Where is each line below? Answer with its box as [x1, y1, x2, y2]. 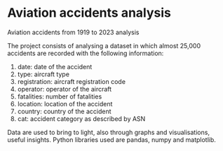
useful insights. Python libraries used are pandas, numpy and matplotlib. [7, 135, 216, 144]
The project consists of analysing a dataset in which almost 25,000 [7, 41, 201, 50]
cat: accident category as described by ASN [17, 114, 146, 123]
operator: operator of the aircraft [17, 85, 112, 93]
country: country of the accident [17, 107, 111, 115]
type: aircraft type [17, 70, 70, 78]
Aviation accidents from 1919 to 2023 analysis [7, 28, 140, 36]
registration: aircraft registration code [17, 77, 126, 85]
